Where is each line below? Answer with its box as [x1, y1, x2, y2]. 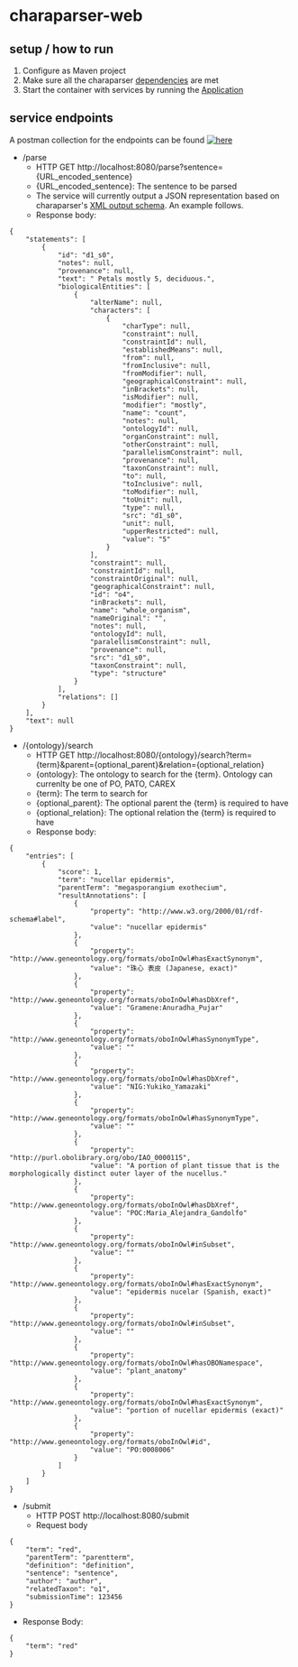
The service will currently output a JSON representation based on [35, 190, 280, 201]
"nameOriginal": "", [89, 613, 167, 622]
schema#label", [9, 915, 67, 924]
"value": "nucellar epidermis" [89, 922, 207, 932]
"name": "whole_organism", [89, 605, 192, 614]
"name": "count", [122, 408, 187, 418]
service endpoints [9, 110, 114, 126]
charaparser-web [9, 5, 143, 26]
